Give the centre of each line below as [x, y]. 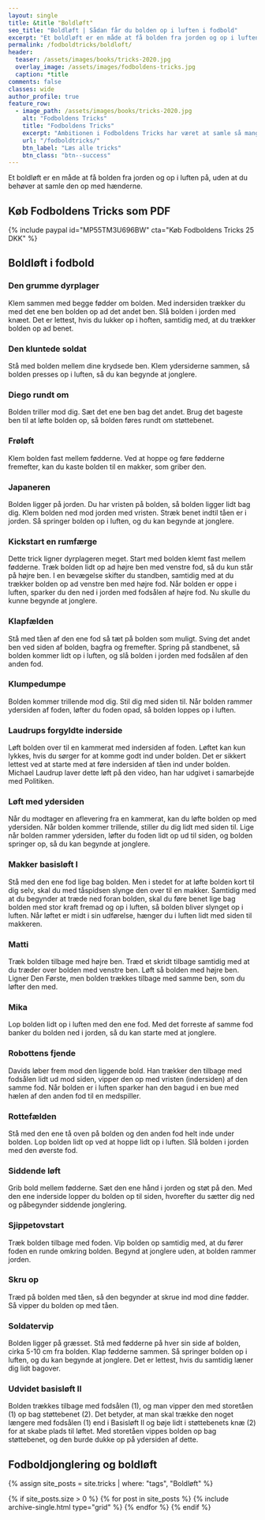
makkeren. [25, 924]
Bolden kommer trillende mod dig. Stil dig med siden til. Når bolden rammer [131, 701]
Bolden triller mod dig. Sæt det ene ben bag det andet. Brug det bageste [125, 412]
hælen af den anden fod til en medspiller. [75, 1095]
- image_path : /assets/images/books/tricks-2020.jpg [104, 112]
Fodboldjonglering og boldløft [83, 1464]
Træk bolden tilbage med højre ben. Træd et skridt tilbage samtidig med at [129, 962]
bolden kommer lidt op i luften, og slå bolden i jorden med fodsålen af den [128, 655]
